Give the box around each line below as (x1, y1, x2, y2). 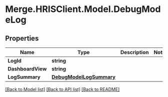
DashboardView (7, 65, 47, 72)
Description (120, 49, 149, 55)
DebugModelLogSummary (51, 73, 116, 80)
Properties (5, 34, 39, 42)
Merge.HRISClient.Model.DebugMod (5, 3, 161, 15)
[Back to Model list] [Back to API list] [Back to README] (5, 86, 120, 92)
